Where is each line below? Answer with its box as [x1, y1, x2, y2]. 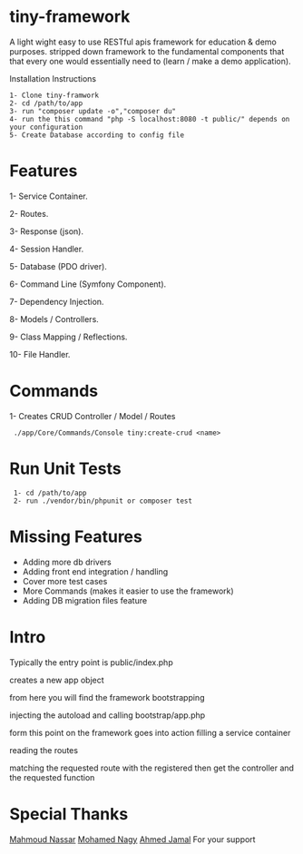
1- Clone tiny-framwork [9, 91, 100, 100]
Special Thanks [9, 803, 129, 824]
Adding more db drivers [22, 556, 112, 567]
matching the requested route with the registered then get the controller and [9, 762, 295, 773]
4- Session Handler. [9, 243, 84, 254]
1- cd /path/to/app [13, 488, 88, 497]
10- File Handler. [9, 348, 71, 359]
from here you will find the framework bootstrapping [9, 692, 205, 702]
